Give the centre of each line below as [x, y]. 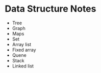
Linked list [23, 66]
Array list [22, 44]
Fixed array [24, 50]
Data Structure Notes [50, 9]
